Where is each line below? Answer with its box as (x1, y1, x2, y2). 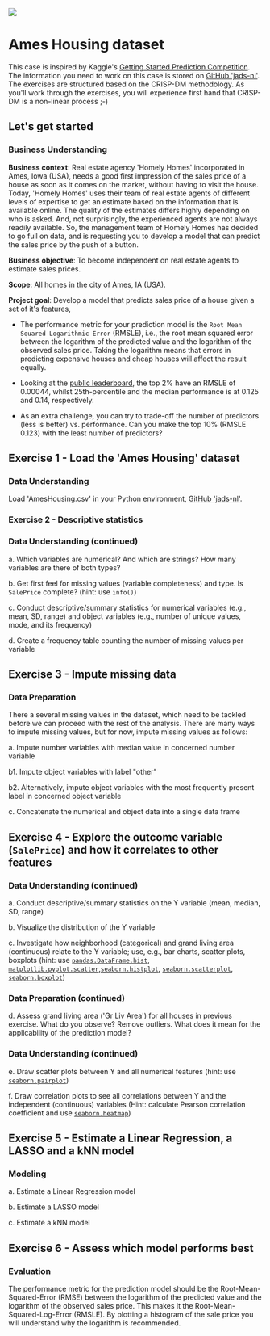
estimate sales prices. (8, 263, 81, 274)
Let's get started (8, 120, 94, 133)
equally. (19, 362, 47, 372)
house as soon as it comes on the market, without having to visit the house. (8, 179, 260, 189)
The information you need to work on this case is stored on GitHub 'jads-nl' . (8, 70, 260, 80)
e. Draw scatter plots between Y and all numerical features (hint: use (8, 1066, 236, 1076)
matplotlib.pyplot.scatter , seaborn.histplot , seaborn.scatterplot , (8, 964, 234, 973)
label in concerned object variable (8, 792, 122, 801)
